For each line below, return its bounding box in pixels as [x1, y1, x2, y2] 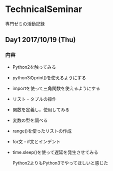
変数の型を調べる [12, 117, 48, 123]
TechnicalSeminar [5, 4, 82, 15]
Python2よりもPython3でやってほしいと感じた [12, 159, 108, 166]
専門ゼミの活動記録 [5, 21, 45, 27]
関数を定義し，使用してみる [12, 106, 70, 112]
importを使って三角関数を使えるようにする [12, 85, 100, 91]
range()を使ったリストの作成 [12, 128, 72, 134]
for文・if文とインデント [12, 138, 61, 144]
